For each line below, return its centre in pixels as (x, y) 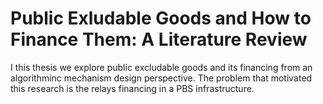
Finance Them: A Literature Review (159, 39)
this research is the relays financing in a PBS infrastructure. (132, 88)
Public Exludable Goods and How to (161, 18)
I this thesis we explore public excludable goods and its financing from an (161, 67)
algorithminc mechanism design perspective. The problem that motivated (161, 78)
